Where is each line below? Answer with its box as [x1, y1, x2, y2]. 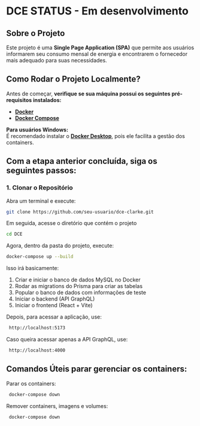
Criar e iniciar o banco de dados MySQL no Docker [14, 276, 141, 283]
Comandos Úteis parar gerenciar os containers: [6, 364, 187, 374]
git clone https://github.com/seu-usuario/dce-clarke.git [6, 209, 154, 215]
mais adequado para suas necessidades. [6, 57, 107, 64]
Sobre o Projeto [6, 28, 65, 38]
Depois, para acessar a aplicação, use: [6, 313, 102, 320]
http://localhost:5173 [8, 325, 66, 331]
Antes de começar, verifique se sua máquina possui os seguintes [6, 90, 171, 97]
